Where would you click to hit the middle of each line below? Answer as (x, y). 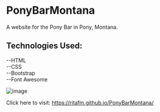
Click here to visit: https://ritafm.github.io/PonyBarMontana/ (80, 102)
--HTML (16, 60)
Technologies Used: (44, 46)
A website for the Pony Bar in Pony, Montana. (62, 27)
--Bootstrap (21, 73)
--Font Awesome (27, 79)
